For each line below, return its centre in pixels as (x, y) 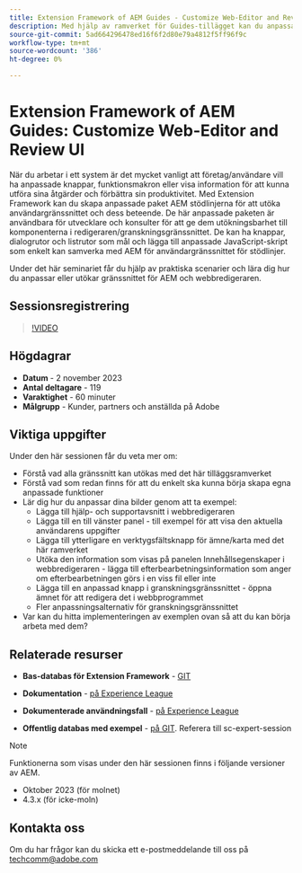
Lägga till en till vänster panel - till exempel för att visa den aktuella (159, 521)
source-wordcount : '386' (56, 51)
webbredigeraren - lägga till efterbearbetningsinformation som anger (164, 569)
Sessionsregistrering (70, 306)
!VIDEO (44, 328)
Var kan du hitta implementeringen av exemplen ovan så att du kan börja (156, 617)
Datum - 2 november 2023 (72, 377)
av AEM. (25, 772)
